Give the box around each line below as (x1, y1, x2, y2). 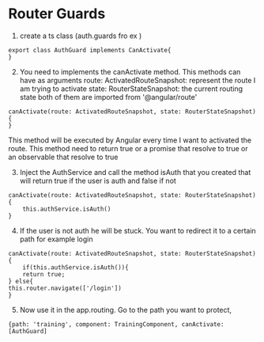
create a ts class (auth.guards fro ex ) (19, 31, 142, 40)
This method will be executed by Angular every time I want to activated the (8, 135, 252, 145)
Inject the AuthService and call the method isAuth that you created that (19, 167, 251, 177)
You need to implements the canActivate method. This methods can (19, 66, 241, 76)
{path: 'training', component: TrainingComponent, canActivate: (8, 320, 224, 329)
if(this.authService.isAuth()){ (22, 263, 129, 272)
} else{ (8, 277, 34, 285)
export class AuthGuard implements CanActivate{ (8, 46, 172, 54)
